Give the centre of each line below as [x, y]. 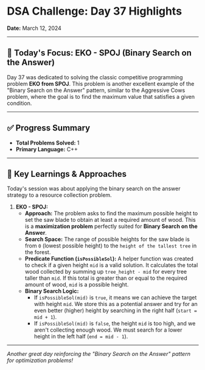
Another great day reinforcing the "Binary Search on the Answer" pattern [99, 354]
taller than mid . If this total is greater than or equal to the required [106, 278]
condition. [19, 103]
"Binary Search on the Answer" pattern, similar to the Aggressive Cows [96, 90]
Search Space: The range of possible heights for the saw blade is [107, 240]
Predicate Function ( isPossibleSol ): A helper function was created [109, 259]
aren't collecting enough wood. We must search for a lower [108, 330]
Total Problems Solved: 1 [47, 143]
